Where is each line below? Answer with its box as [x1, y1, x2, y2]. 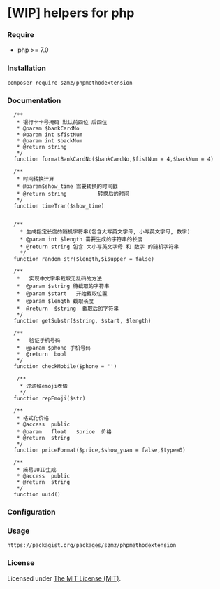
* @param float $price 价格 [16, 428, 112, 435]
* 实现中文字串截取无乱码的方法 [16, 276, 103, 283]
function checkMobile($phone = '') [13, 363, 117, 370]
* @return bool [16, 351, 68, 358]
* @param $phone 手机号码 [16, 345, 91, 352]
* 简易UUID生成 [16, 466, 57, 474]
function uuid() [13, 491, 61, 499]
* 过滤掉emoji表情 [20, 383, 68, 390]
